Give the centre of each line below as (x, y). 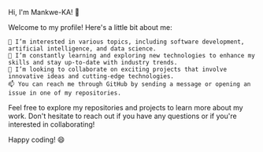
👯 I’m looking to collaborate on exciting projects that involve (117, 69)
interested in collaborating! (52, 124)
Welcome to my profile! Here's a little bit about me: (91, 27)
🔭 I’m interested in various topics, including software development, (126, 42)
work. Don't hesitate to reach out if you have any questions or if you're (123, 116)
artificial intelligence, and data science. (82, 49)
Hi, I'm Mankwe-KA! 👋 (44, 12)
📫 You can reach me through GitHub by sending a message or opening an (130, 84)
